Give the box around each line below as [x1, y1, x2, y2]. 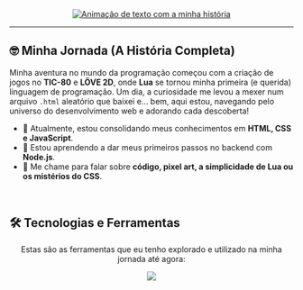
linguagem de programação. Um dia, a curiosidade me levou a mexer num [9, 86, 284, 97]
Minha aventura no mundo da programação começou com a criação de [9, 67, 274, 77]
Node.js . [22, 151, 56, 162]
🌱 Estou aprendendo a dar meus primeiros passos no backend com [22, 141, 273, 152]
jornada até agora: [116, 253, 187, 264]
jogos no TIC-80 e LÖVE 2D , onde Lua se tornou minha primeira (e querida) [9, 77, 291, 87]
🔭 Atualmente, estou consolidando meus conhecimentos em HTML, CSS [22, 122, 291, 133]
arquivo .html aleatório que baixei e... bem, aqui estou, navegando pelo [9, 95, 275, 106]
